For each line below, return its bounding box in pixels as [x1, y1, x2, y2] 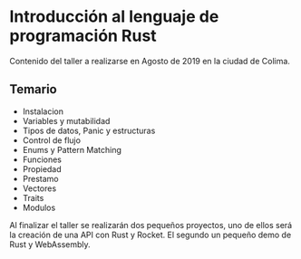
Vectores [22, 183, 57, 194]
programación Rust [9, 25, 157, 46]
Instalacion [22, 106, 64, 117]
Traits [22, 192, 44, 203]
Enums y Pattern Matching [22, 144, 122, 155]
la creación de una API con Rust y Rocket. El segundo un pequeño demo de [9, 229, 292, 240]
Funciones [22, 154, 62, 165]
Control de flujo [22, 134, 82, 146]
